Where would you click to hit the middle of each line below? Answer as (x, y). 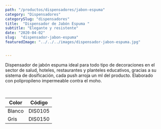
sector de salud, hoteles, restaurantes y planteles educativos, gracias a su (81, 70)
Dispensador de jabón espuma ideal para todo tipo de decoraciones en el (80, 64)
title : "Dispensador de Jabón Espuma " (48, 24)
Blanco (16, 111)
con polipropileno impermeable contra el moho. (54, 80)
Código (39, 102)
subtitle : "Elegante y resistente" (42, 28)
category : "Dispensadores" (33, 14)
